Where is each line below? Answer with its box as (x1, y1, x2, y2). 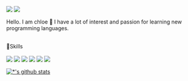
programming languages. (6, 25, 69, 31)
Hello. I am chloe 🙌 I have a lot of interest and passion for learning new (6, 18, 183, 25)
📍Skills (6, 43, 23, 50)
